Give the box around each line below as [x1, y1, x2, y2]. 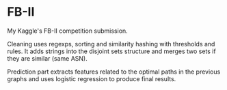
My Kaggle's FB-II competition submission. [7, 27, 128, 35]
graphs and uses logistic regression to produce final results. [7, 74, 176, 82]
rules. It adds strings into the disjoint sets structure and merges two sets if [7, 47, 217, 55]
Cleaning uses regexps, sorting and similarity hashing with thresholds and [7, 40, 215, 48]
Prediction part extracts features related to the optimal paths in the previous [7, 67, 221, 76]
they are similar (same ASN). [7, 54, 88, 62]
